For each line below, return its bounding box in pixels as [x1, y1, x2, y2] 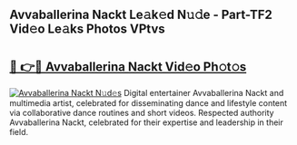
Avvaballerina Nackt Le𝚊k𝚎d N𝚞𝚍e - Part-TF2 [9, 7, 272, 23]
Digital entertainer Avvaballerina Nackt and [124, 88, 284, 98]
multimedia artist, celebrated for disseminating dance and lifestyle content [9, 98, 288, 108]
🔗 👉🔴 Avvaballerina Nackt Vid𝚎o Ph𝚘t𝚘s [9, 59, 247, 74]
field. [9, 127, 29, 137]
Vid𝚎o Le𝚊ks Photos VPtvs [9, 22, 165, 37]
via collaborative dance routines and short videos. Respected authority [9, 108, 274, 118]
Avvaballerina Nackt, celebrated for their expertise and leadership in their [9, 117, 284, 128]
